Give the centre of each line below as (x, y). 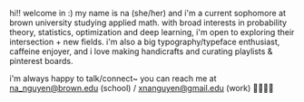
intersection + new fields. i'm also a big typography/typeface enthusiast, (145, 42)
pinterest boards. (41, 61)
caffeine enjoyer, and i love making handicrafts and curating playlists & (141, 51)
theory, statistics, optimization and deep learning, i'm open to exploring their (152, 32)
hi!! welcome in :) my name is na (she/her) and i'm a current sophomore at (147, 13)
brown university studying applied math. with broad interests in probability (148, 23)
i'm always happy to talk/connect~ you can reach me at (113, 79)
